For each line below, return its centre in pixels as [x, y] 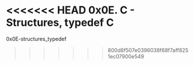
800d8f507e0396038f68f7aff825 [148, 50]
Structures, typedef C [60, 23]
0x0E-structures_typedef [36, 39]
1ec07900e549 [126, 56]
